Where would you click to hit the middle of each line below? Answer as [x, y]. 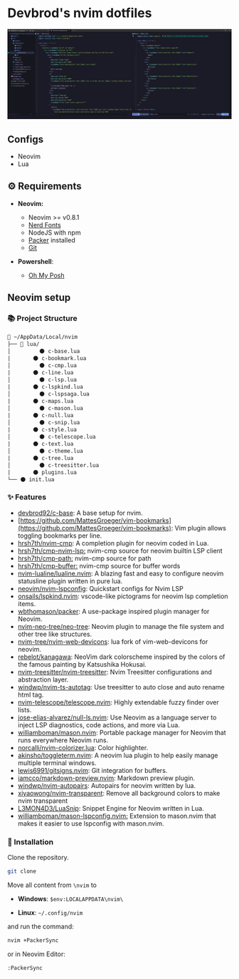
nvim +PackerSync [33, 940]
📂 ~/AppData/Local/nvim [43, 337]
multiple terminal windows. [57, 763]
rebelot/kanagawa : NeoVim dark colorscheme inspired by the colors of [121, 657]
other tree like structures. [55, 634]
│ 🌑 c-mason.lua [45, 408]
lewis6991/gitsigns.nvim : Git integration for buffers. [92, 770]
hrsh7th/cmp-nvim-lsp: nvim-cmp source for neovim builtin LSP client [120, 550]
